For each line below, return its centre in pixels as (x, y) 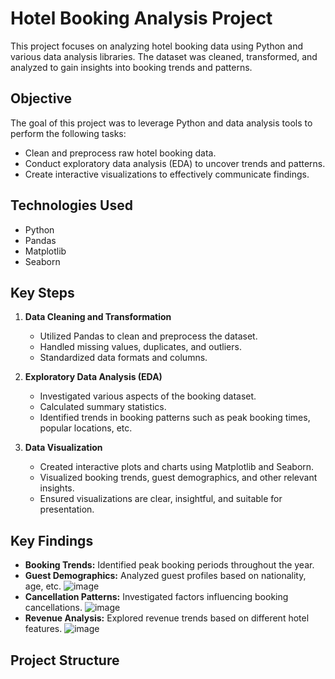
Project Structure (65, 660)
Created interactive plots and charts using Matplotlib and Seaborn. (177, 467)
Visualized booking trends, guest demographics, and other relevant (178, 478)
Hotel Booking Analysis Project (141, 18)
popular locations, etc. (86, 428)
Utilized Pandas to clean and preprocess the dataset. (148, 336)
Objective (41, 98)
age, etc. (43, 586)
